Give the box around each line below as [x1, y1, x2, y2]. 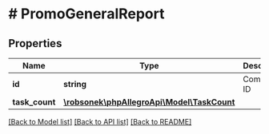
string [63, 79, 86, 89]
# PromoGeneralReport [8, 5, 165, 23]
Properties [8, 37, 62, 50]
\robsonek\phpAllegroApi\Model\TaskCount [63, 97, 235, 108]
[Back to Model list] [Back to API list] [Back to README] [8, 117, 192, 126]
